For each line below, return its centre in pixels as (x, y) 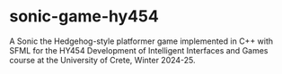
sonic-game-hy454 (84, 16)
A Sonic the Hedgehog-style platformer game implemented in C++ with (141, 41)
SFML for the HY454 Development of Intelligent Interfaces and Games (139, 50)
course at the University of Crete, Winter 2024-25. (102, 60)
